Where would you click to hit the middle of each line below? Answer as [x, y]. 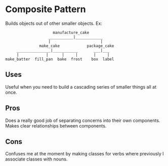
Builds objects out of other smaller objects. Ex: [54, 23]
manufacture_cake [71, 32]
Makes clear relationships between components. [56, 126]
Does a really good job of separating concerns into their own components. [83, 120]
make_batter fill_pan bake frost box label [60, 59]
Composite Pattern [46, 9]
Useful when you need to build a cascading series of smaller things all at [81, 87]
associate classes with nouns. [36, 159]
